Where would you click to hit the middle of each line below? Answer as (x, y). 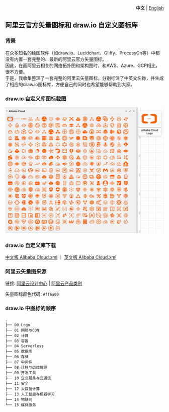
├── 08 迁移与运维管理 (26, 367)
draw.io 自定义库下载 (31, 245)
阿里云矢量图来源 (26, 271)
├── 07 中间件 (19, 362)
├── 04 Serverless (24, 346)
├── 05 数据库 (19, 351)
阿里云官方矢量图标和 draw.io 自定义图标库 (72, 25)
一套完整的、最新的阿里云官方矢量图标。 (64, 59)
